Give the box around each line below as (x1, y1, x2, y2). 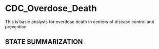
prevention (5, 24, 27, 29)
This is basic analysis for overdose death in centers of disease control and (5, 19, 155, 24)
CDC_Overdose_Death (5, 3, 97, 14)
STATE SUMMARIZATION (5, 38, 83, 46)
